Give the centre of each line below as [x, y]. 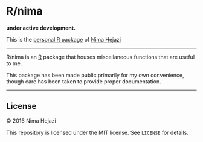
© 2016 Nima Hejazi [31, 121]
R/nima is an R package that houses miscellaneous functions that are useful [101, 57]
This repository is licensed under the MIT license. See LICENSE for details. [97, 132]
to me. [14, 63]
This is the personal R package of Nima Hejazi [64, 39]
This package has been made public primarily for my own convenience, [95, 75]
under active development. [41, 28]
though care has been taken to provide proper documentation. [84, 81]
